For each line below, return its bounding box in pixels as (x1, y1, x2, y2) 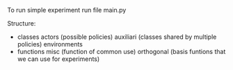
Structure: (7, 19, 36, 27)
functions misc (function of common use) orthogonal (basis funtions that (17, 48, 226, 55)
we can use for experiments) (17, 55, 100, 63)
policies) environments (17, 40, 83, 48)
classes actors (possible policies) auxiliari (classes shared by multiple (17, 33, 217, 41)
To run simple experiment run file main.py (7, 6, 127, 14)
